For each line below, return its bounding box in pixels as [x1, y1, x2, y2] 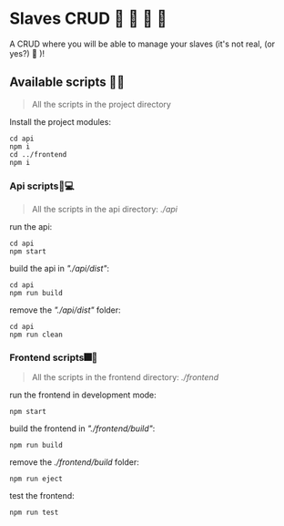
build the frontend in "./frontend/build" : [9, 423, 156, 434]
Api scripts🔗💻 [9, 180, 75, 192]
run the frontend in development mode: [9, 389, 157, 400]
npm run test [9, 508, 59, 518]
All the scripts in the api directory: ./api [31, 204, 177, 215]
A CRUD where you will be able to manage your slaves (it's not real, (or [9, 38, 276, 49]
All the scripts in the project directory [31, 98, 171, 109]
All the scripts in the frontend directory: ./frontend [31, 372, 219, 383]
